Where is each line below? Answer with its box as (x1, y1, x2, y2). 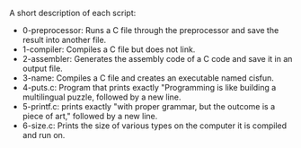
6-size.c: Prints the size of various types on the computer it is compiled (22, 120, 288, 131)
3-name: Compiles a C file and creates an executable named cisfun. (22, 73, 274, 83)
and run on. (22, 130, 66, 140)
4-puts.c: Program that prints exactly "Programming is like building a (22, 83, 277, 92)
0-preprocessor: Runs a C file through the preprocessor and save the (22, 25, 279, 35)
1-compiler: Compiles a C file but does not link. (22, 44, 196, 55)
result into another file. (22, 35, 107, 45)
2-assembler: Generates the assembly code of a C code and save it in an (22, 54, 293, 64)
